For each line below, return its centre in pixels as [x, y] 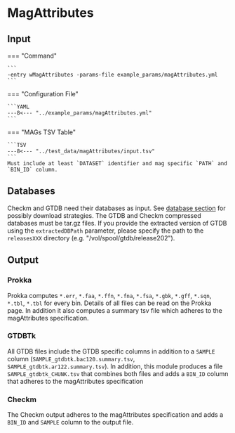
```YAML [19, 107]
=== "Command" [32, 56]
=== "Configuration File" [43, 94]
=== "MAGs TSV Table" [41, 132]
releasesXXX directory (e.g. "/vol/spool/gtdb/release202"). [91, 238]
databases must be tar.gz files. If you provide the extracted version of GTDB [117, 223]
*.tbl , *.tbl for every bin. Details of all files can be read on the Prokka [109, 303]
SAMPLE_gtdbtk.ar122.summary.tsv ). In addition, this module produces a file [115, 366]
